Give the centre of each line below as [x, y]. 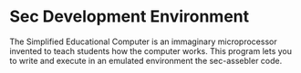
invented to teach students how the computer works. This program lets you [150, 50]
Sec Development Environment [130, 17]
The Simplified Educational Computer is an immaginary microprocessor [143, 41]
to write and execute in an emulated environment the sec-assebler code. [146, 60]
